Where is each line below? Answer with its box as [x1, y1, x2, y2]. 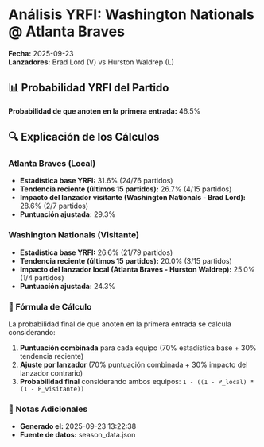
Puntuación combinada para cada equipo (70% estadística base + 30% [19, 343, 257, 353]
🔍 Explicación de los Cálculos [8, 130, 160, 144]
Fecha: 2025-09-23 [8, 48, 74, 58]
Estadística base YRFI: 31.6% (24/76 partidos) [19, 176, 173, 186]
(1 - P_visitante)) [19, 385, 85, 394]
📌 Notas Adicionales [8, 403, 88, 414]
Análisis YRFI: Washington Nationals [8, 6, 254, 24]
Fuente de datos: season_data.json [19, 430, 136, 440]
